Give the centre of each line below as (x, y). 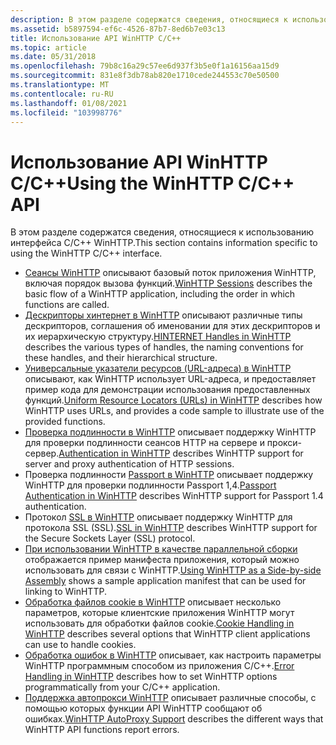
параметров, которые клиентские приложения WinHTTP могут (159, 613)
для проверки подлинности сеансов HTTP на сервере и (144, 443)
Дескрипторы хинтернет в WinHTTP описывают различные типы (163, 315)
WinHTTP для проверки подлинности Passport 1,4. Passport (150, 485)
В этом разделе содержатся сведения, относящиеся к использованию (162, 232)
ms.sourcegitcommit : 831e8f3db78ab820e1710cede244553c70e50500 (145, 76)
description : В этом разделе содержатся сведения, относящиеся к (149, 19)
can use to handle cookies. (80, 645)
